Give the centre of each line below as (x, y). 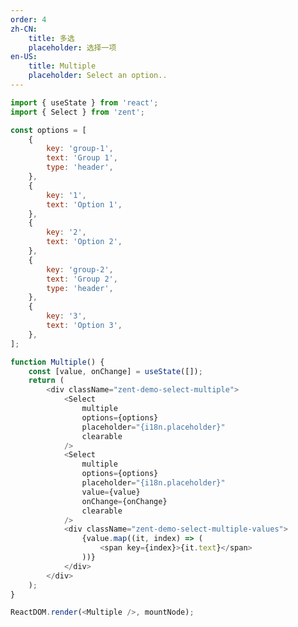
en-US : (24, 57)
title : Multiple (62, 66)
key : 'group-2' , (80, 269)
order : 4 (28, 19)
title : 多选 (51, 38)
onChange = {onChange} (124, 501)
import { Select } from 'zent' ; (77, 112)
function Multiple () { (57, 362)
